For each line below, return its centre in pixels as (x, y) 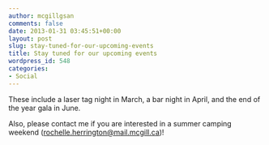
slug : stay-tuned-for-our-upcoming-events (81, 46)
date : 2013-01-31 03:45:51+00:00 (65, 31)
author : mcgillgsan (41, 16)
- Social (23, 76)
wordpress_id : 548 (39, 62)
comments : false (36, 23)
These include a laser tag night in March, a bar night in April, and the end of (134, 99)
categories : (28, 69)
